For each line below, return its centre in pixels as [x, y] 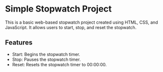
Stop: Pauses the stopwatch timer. [46, 59]
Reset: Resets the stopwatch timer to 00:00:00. [59, 64]
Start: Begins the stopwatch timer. [46, 54]
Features [19, 43]
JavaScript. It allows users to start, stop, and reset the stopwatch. [71, 27]
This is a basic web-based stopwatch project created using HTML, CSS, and [81, 22]
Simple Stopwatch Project [58, 9]
